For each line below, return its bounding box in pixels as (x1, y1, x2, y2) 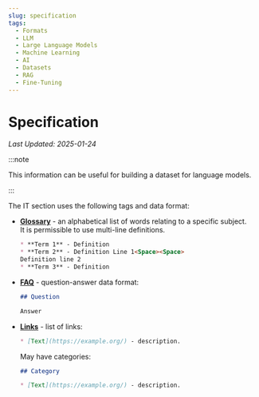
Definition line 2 (19, 256, 81, 264)
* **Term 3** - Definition (19, 263, 110, 272)
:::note (8, 155, 29, 165)
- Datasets (15, 64, 52, 72)
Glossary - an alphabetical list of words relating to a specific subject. (19, 216, 247, 226)
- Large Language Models (15, 42, 98, 50)
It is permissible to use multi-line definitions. (19, 225, 166, 235)
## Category (19, 367, 60, 375)
